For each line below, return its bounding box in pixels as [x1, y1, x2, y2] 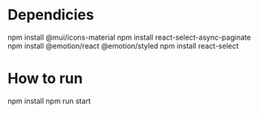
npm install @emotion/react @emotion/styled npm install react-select [7, 40, 240, 50]
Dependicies [7, 6, 95, 24]
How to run [7, 70, 83, 88]
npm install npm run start [7, 95, 91, 106]
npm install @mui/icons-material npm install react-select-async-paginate [7, 32, 252, 42]
